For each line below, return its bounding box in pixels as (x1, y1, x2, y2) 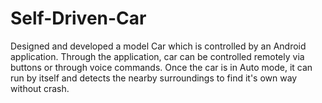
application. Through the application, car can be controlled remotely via (10, 50, 305, 62)
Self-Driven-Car (10, 7, 147, 30)
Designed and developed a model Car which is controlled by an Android (10, 40, 307, 52)
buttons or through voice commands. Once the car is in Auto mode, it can (10, 61, 313, 73)
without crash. (10, 82, 70, 94)
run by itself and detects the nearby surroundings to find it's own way (10, 72, 298, 84)
